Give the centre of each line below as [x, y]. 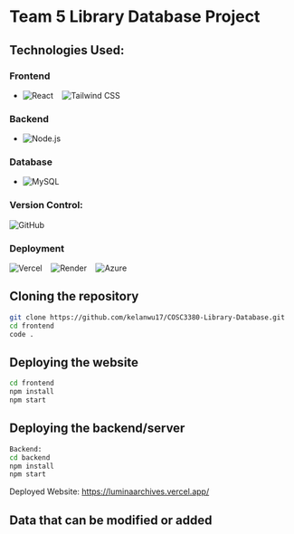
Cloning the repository [74, 296]
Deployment [37, 248]
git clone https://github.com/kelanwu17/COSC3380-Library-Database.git [147, 317]
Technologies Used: [67, 50]
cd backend [30, 458]
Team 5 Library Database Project [135, 17]
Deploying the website [74, 362]
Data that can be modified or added [111, 520]
